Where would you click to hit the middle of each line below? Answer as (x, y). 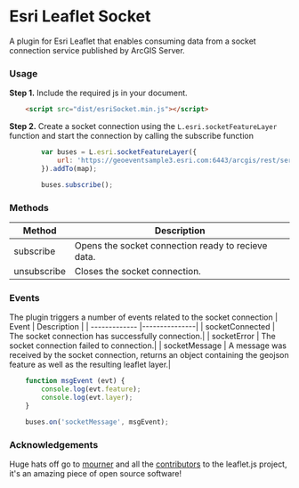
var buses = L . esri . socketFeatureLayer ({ (119, 152)
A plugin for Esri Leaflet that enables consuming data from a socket (133, 41)
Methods (29, 207)
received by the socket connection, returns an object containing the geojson (149, 355)
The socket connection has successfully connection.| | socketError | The (142, 337)
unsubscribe (40, 271)
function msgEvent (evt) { (75, 381)
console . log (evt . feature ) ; (91, 389)
